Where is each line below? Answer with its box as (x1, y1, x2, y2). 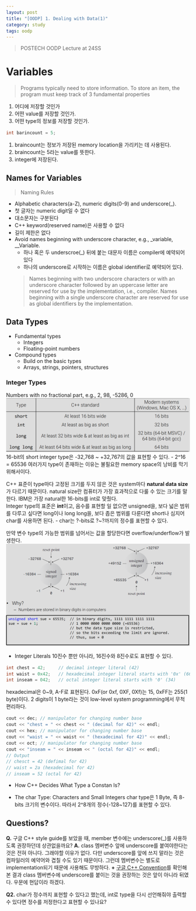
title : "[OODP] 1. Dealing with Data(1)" (6, 15, 108, 22)
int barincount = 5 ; (6, 130, 57, 136)
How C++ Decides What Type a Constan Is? (14, 782, 121, 789)
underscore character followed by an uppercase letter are (29, 281, 168, 288)
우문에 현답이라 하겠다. (13, 878, 65, 885)
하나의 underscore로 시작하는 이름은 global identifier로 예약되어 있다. (23, 263, 184, 270)
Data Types (6, 317, 48, 327)
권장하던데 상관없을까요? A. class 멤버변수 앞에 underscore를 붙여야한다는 (16, 842, 188, 849)
